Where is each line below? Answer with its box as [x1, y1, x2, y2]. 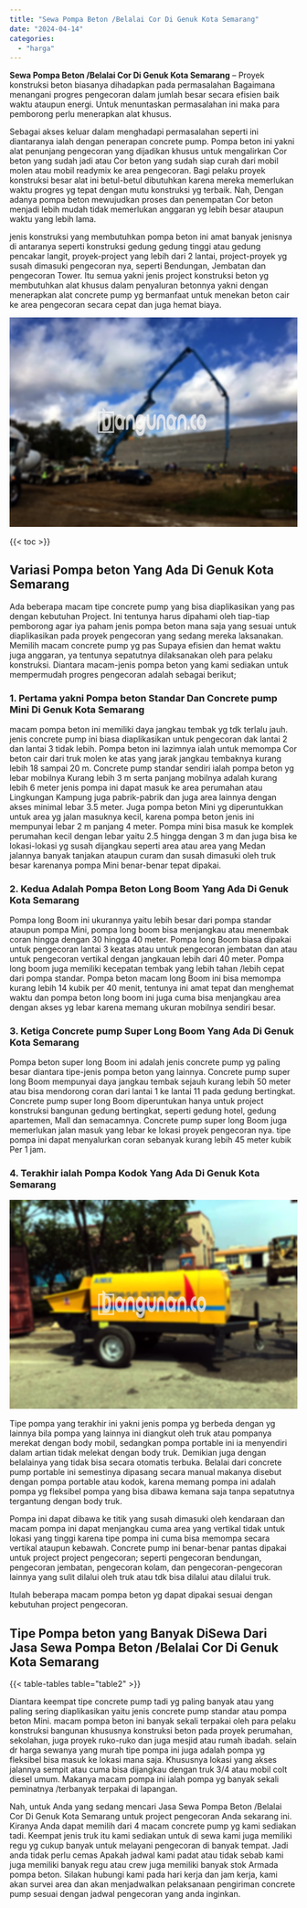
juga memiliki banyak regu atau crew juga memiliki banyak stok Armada [9, 1860, 279, 1871]
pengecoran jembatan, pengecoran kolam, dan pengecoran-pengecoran [9, 1562, 283, 1573]
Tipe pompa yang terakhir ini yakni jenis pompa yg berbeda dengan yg [9, 1418, 276, 1429]
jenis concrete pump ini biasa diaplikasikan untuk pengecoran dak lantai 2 [9, 733, 288, 744]
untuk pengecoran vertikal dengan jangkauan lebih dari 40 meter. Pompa [9, 954, 285, 965]
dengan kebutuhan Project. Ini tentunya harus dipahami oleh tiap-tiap [9, 610, 270, 621]
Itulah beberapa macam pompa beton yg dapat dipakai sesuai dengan [9, 1589, 273, 1600]
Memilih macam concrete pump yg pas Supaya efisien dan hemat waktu [9, 639, 281, 650]
